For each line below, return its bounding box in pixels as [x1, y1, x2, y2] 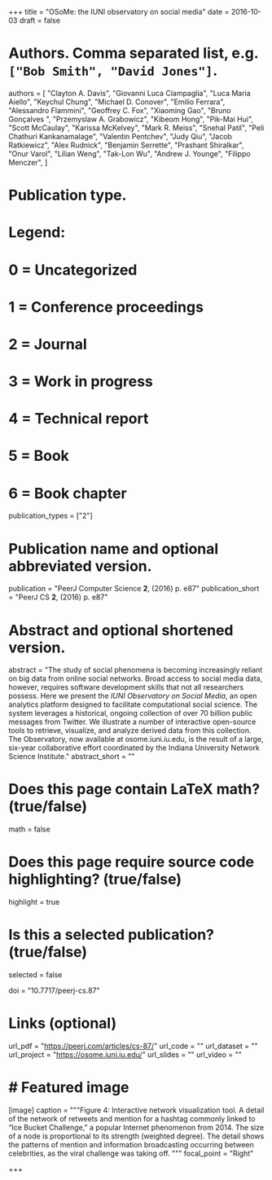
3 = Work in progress [8, 372, 153, 391]
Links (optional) [8, 1014, 116, 1033]
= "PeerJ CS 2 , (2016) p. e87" [8, 592, 108, 602]
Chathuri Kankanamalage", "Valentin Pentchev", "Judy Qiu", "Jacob [8, 131, 232, 141]
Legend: [8, 223, 66, 242]
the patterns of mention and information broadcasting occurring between [8, 1139, 255, 1149]
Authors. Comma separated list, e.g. [8, 44, 259, 63]
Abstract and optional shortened [8, 621, 234, 639]
